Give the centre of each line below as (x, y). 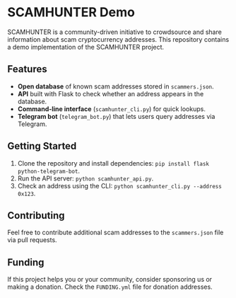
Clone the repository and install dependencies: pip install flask (113, 163)
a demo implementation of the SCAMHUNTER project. (86, 47)
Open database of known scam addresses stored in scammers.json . (116, 86)
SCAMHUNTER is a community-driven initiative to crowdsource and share (115, 32)
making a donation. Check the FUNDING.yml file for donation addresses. (110, 287)
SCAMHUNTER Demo (71, 12)
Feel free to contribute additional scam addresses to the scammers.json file (116, 233)
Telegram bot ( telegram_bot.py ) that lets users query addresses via (116, 116)
